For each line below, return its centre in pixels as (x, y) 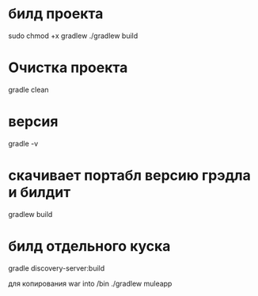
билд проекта (56, 14)
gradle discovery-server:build (57, 268)
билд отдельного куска (89, 246)
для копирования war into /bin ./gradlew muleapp (90, 283)
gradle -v (23, 143)
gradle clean (28, 89)
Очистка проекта (68, 68)
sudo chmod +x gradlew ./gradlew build (73, 36)
